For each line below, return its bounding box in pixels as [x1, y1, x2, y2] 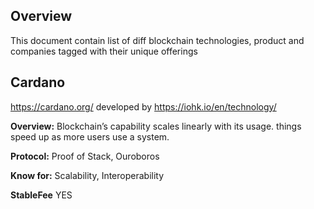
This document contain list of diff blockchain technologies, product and [10, 34, 305, 46]
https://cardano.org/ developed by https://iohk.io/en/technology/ [10, 100, 277, 113]
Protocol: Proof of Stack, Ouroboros [10, 150, 160, 162]
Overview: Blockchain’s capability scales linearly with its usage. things [10, 120, 302, 132]
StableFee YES [10, 189, 73, 201]
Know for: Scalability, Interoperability [10, 169, 165, 181]
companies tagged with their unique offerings [10, 45, 198, 57]
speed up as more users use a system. [10, 130, 170, 143]
